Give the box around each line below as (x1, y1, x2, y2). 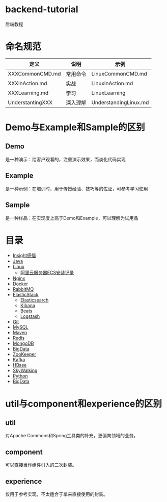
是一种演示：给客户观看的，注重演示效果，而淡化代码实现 (5, 156, 126, 162)
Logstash (20, 313, 40, 319)
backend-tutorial (5, 4, 78, 15)
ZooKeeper (12, 351, 37, 358)
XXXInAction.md (8, 80, 47, 87)
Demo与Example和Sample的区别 (5, 121, 145, 133)
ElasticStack (12, 292, 39, 298)
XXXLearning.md (8, 89, 49, 96)
